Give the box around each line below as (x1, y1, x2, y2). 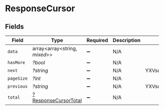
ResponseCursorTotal (32, 97, 82, 104)
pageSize (7, 76, 28, 81)
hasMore (7, 60, 25, 65)
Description (113, 37, 141, 44)
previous (7, 84, 28, 89)
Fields (5, 22, 24, 31)
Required (86, 37, 108, 44)
